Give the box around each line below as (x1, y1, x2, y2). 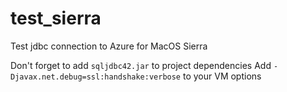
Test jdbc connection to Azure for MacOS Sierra (10, 40, 208, 52)
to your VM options (182, 70, 262, 82)
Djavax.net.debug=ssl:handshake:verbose (10, 72, 182, 82)
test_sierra (10, 7, 102, 30)
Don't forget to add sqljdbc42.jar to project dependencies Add (10, 59, 272, 71)
